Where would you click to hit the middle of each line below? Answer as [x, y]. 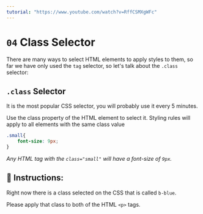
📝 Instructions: [35, 178]
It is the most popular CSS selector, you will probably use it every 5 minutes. [102, 106]
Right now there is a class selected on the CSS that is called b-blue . [91, 193]
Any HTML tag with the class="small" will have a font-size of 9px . [89, 159]
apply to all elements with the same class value [66, 124]
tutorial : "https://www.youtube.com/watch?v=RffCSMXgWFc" [82, 12]
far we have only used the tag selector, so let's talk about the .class [92, 65]
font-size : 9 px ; [38, 141]
